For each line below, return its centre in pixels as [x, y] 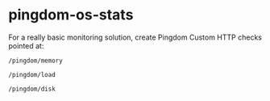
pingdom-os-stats [71, 15]
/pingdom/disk [32, 89]
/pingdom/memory [35, 61]
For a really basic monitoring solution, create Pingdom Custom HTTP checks [135, 37]
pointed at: [26, 45]
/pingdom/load [32, 74]
